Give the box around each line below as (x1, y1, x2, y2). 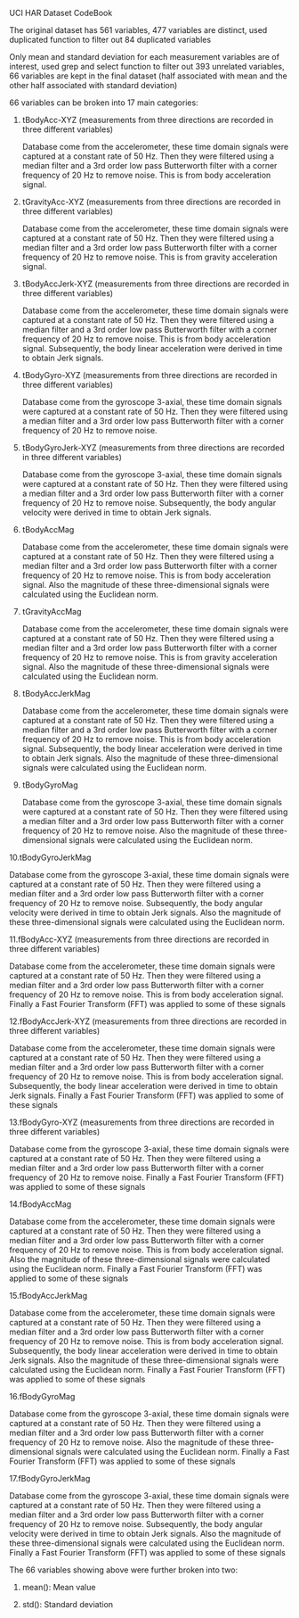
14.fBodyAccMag (9, 1199, 72, 1209)
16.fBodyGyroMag (9, 1391, 76, 1401)
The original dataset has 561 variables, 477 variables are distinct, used (9, 25, 268, 35)
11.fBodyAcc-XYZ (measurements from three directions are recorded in (9, 934, 270, 945)
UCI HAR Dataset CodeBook (9, 8, 113, 18)
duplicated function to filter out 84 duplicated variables (9, 35, 212, 45)
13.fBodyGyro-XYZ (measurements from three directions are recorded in (9, 1117, 275, 1127)
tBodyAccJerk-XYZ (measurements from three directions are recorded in (21, 278, 290, 289)
